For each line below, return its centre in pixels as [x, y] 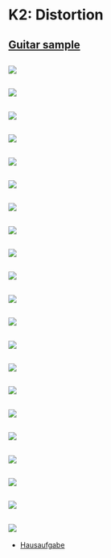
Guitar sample [44, 45]
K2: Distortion [56, 15]
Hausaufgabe [42, 545]
